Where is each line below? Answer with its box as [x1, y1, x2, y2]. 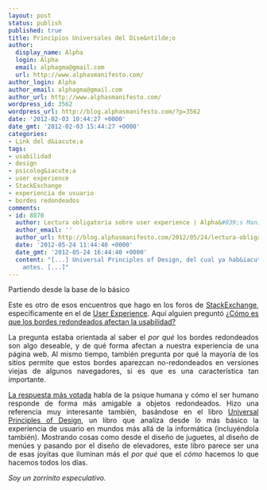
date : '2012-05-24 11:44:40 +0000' [15, 241, 133, 249]
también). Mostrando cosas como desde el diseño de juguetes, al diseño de [8, 433, 259, 442]
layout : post [8, 11, 52, 20]
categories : [8, 130, 48, 138]
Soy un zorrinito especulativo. [8, 473, 106, 483]
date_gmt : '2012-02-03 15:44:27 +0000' [8, 122, 141, 130]
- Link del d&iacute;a [8, 137, 83, 146]
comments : [8, 204, 41, 212]
